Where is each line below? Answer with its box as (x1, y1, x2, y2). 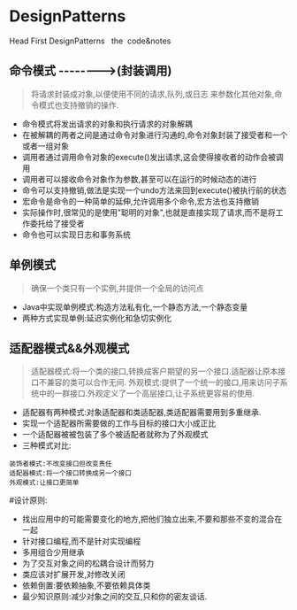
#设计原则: (9, 495, 48, 506)
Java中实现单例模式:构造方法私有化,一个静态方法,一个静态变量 (21, 301, 248, 312)
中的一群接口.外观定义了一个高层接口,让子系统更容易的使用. (38, 388, 255, 399)
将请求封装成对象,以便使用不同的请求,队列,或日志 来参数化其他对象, (30, 89, 275, 99)
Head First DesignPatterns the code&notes (9, 35, 171, 46)
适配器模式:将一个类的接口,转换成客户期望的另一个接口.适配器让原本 (30, 366, 278, 377)
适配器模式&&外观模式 (9, 341, 130, 356)
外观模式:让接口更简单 (9, 478, 80, 488)
